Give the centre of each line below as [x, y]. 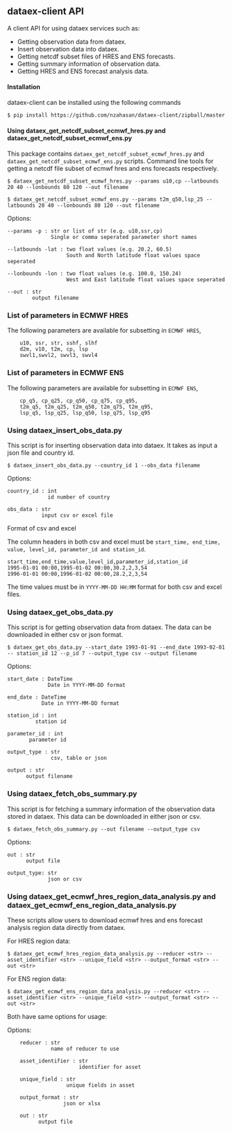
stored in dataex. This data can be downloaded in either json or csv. [104, 816]
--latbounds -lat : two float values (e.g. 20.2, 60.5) [90, 249]
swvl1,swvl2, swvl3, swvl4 [59, 356]
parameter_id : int [35, 734]
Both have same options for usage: [57, 1016]
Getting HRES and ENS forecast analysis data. [83, 71]
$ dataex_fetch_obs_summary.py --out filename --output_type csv [103, 829]
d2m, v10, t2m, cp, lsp [54, 349]
